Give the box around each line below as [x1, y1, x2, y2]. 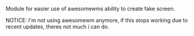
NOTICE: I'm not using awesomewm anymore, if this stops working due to [5, 17, 188, 23]
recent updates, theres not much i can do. [5, 23, 109, 30]
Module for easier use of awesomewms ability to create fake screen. [5, 5, 175, 12]
